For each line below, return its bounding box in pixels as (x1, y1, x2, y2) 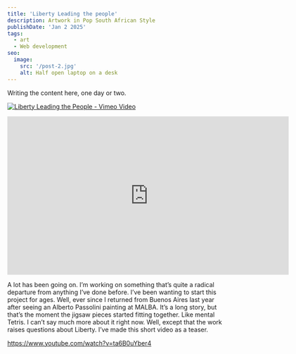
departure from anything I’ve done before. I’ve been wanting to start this (7, 288, 217, 296)
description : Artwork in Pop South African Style (7, 17, 156, 24)
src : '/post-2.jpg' (20, 63, 77, 70)
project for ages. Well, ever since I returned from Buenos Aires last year (7, 295, 214, 303)
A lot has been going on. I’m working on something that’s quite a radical (7, 280, 214, 289)
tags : (7, 30, 23, 37)
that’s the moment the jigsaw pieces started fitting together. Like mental (7, 310, 215, 319)
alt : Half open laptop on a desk (20, 69, 118, 76)
